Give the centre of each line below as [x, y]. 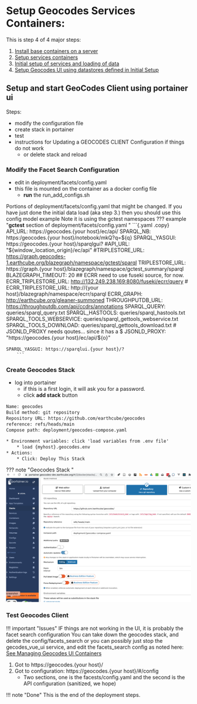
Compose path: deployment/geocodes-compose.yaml [67, 430]
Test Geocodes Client [38, 615]
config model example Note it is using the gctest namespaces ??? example [96, 219]
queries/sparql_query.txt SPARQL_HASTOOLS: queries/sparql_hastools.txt [96, 313]
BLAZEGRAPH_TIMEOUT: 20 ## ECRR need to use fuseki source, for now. [95, 275]
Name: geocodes [25, 407]
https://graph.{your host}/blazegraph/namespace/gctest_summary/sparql [95, 269]
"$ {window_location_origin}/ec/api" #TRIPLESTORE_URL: [75, 250]
